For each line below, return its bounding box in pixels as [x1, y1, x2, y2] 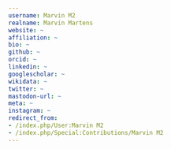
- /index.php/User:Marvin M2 [8, 121, 104, 129]
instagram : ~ [8, 107, 51, 115]
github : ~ [8, 48, 41, 56]
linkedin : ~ [8, 63, 47, 71]
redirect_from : [8, 114, 58, 122]
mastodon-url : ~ [8, 92, 61, 100]
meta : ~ [8, 99, 34, 107]
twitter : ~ [8, 84, 44, 93]
